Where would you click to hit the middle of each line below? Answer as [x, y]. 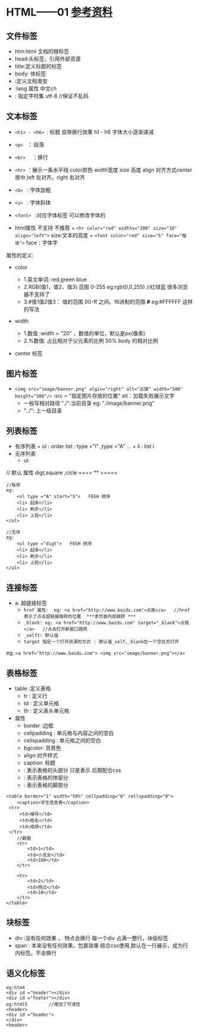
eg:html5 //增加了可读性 [44, 1004]
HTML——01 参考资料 [60, 12]
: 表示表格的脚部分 [46, 785]
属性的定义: [20, 255]
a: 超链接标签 [31, 603]
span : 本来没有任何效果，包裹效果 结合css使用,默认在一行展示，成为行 [101, 945]
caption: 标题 [39, 763]
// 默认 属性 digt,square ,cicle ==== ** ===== [62, 473]
